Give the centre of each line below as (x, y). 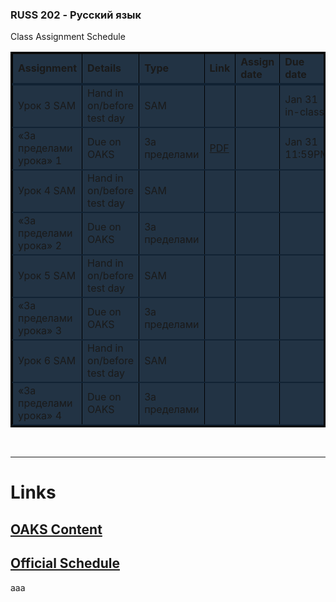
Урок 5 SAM (47, 276)
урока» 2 (40, 246)
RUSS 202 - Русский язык (76, 15)
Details (104, 68)
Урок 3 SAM (47, 106)
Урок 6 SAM (47, 361)
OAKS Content (56, 529)
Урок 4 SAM (47, 191)
